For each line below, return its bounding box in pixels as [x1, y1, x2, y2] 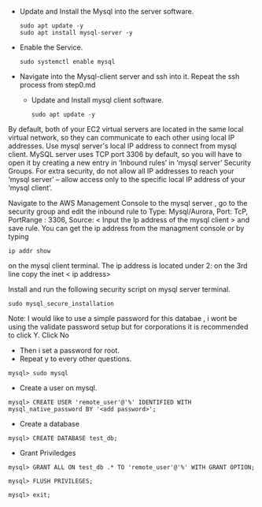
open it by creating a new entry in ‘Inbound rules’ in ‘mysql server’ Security [8, 158, 252, 167]
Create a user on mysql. [19, 383, 98, 393]
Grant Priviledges [19, 449, 76, 457]
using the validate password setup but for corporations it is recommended [8, 322, 249, 331]
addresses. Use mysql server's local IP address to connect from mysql [8, 141, 238, 151]
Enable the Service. [19, 43, 83, 52]
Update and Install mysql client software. [31, 95, 164, 105]
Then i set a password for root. [19, 346, 120, 355]
